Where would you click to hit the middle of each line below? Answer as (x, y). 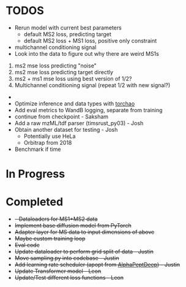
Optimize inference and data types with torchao (75, 103)
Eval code (27, 245)
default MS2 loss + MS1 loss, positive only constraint (90, 40)
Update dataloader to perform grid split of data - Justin (84, 251)
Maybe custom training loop (50, 239)
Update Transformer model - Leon (58, 271)
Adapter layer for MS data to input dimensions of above (84, 232)
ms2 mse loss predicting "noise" (56, 66)
